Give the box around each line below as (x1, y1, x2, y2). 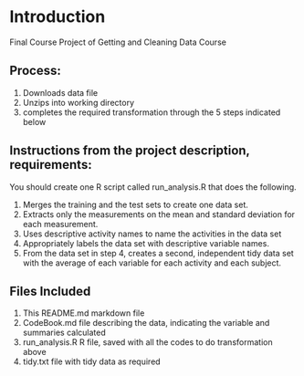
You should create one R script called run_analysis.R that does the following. (9, 181, 297, 193)
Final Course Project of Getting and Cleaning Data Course (9, 37, 226, 47)
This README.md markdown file (22, 308, 145, 319)
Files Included (9, 283, 91, 298)
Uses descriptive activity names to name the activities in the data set (22, 228, 282, 239)
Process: (9, 63, 61, 78)
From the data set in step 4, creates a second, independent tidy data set (22, 247, 294, 258)
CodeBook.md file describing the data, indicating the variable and (22, 318, 270, 329)
